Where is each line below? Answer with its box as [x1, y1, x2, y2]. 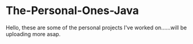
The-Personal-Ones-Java [6, 4, 139, 18]
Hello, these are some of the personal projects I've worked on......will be [6, 24, 187, 31]
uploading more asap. [6, 30, 61, 37]
